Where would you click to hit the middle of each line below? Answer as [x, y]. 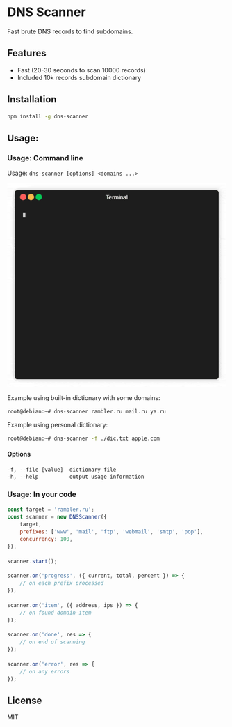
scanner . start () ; [32, 561]
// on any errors [45, 671]
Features [27, 53]
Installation [32, 99]
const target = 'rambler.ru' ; [51, 510]
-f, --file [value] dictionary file [62, 470]
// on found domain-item [56, 613]
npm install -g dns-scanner [48, 116]
